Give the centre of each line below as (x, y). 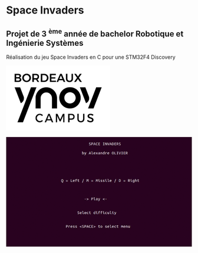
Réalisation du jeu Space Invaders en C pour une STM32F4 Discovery (91, 57)
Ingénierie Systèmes (45, 43)
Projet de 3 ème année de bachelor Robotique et (95, 33)
